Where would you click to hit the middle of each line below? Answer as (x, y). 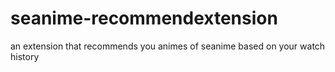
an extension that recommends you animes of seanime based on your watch (168, 46)
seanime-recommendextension (144, 18)
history (25, 56)
